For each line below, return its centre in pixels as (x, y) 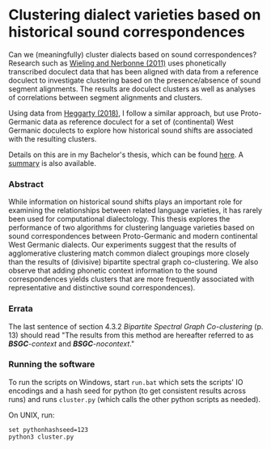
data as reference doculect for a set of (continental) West (138, 121)
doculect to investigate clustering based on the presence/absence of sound (135, 80)
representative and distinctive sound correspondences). (102, 288)
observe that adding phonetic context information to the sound (113, 271)
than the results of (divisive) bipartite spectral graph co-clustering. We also (133, 262)
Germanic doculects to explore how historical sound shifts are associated (131, 130)
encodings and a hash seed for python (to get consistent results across (127, 391)
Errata (21, 309)
